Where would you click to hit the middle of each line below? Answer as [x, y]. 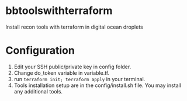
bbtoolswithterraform [59, 11]
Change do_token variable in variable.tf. [62, 73]
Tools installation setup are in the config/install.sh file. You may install [98, 85]
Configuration [40, 50]
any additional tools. [38, 91]
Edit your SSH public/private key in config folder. [72, 67]
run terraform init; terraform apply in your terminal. [79, 79]
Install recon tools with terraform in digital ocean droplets [75, 27]
